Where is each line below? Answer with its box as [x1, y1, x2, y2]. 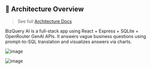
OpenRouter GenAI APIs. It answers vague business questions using [5, 33, 146, 39]
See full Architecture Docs [17, 18, 72, 24]
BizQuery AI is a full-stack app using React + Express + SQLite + [5, 28, 139, 34]
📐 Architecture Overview [5, 5, 84, 13]
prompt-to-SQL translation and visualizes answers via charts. [5, 38, 132, 44]
